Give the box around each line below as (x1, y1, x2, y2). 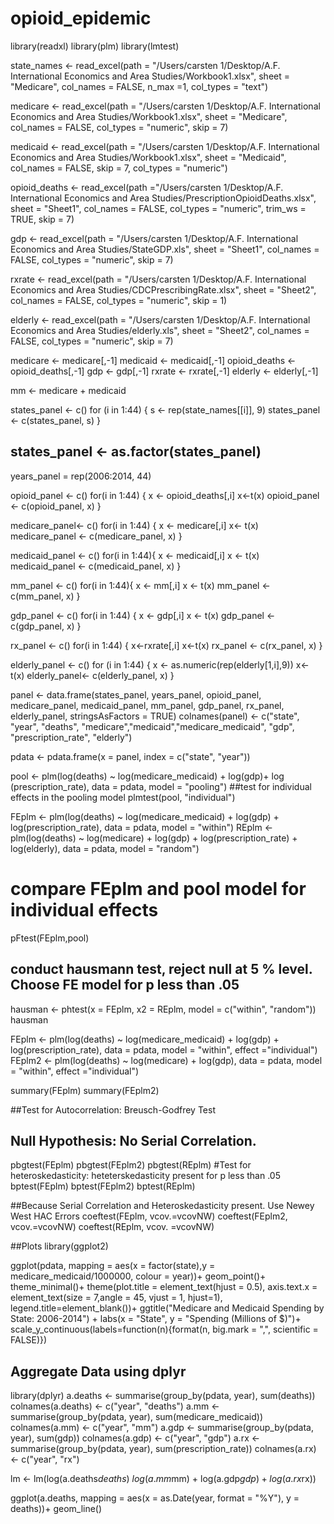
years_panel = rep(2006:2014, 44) (10, 470, 152, 482)
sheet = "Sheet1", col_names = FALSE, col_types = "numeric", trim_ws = (10, 202, 307, 214)
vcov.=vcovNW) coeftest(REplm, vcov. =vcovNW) (10, 1221, 215, 1233)
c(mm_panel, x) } (10, 590, 81, 602)
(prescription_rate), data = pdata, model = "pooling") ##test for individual (10, 780, 312, 792)
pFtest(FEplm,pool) (10, 932, 90, 944)
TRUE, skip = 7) (10, 213, 75, 225)
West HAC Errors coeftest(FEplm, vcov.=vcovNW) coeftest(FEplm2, (10, 1210, 288, 1222)
